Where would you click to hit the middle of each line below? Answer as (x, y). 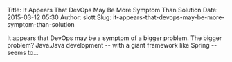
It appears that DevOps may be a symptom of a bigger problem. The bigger (115, 38)
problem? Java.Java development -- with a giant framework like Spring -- (112, 45)
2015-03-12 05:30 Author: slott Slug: (60, 17)
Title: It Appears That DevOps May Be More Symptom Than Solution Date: (113, 10)
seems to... (23, 52)
